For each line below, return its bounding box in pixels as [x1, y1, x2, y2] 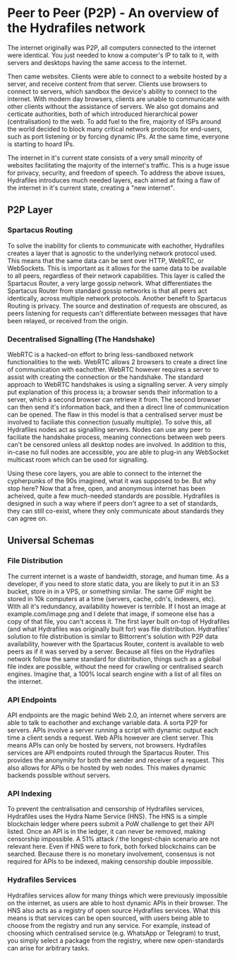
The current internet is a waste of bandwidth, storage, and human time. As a [7, 571, 229, 581]
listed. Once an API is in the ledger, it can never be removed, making [7, 827, 206, 836]
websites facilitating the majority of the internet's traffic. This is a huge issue [7, 161, 230, 169]
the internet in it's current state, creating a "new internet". [7, 183, 175, 192]
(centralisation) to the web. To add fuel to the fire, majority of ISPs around [7, 117, 221, 125]
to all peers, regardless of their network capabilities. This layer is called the [7, 271, 226, 280]
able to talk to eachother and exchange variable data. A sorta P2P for [7, 718, 208, 726]
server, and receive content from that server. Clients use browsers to [7, 79, 207, 88]
